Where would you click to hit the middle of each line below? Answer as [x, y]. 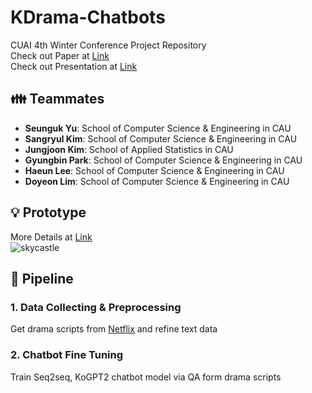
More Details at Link [51, 237]
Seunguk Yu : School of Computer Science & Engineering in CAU [158, 128]
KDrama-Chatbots [88, 17]
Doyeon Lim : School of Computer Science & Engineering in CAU [157, 181]
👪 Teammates [57, 99]
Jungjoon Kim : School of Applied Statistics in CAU [129, 149]
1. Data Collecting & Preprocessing [96, 307]
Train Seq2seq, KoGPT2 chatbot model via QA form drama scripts [146, 377]
